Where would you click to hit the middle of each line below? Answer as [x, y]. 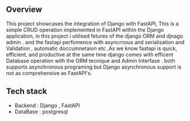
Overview [24, 10]
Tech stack [27, 92]
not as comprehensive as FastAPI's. [49, 73]
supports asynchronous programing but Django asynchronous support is [94, 67]
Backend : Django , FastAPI [47, 105]
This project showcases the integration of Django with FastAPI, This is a [92, 23]
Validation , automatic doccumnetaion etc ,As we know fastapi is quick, [91, 48]
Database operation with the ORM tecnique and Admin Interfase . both [91, 61]
